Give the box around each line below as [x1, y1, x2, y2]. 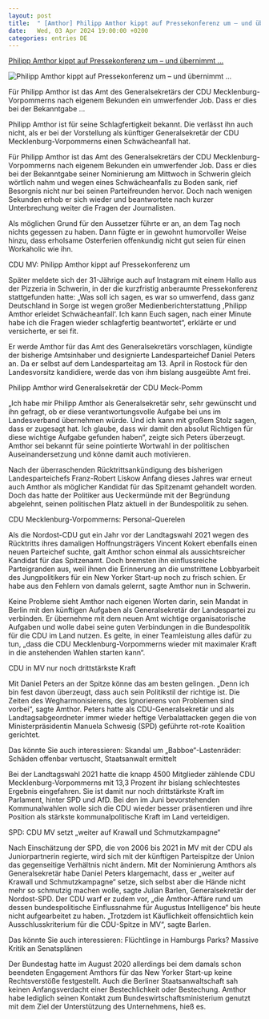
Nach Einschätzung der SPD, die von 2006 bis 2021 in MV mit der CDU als [8, 843, 254, 853]
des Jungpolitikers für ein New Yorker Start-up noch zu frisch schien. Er [8, 573, 247, 582]
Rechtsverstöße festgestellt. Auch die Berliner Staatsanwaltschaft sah [8, 977, 239, 986]
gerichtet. [8, 730, 41, 739]
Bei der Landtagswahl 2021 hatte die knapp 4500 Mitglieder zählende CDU [8, 770, 255, 779]
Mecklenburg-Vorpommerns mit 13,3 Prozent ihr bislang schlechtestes [8, 778, 240, 787]
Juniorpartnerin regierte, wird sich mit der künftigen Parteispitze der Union [8, 852, 255, 861]
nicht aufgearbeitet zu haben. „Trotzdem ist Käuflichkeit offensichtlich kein [8, 911, 254, 921]
